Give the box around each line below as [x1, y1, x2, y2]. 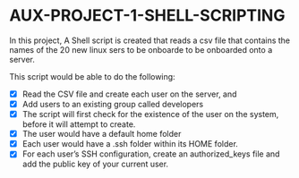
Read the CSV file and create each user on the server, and [21, 89, 237, 99]
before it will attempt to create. [21, 119, 136, 130]
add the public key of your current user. [21, 158, 168, 170]
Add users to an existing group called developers [21, 99, 204, 109]
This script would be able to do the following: [9, 71, 176, 81]
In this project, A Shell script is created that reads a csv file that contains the [9, 35, 291, 46]
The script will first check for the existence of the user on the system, [21, 109, 279, 120]
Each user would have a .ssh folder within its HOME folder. [21, 139, 239, 149]
